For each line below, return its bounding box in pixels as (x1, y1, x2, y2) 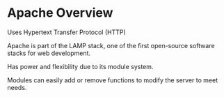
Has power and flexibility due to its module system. (7, 62, 154, 70)
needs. (7, 83, 27, 91)
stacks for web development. (7, 49, 91, 57)
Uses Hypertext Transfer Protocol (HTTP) (7, 28, 127, 36)
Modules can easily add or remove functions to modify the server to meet (7, 75, 218, 84)
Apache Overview (7, 5, 113, 21)
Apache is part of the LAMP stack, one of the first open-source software (7, 41, 215, 50)
